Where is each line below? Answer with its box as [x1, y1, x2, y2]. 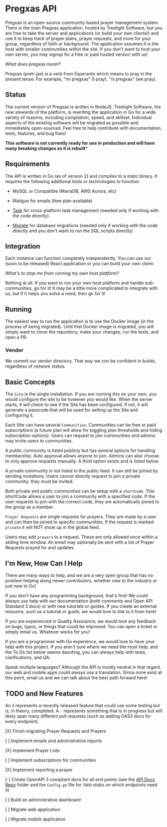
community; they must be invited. [5, 478, 74, 484]
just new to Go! [5, 583, 36, 589]
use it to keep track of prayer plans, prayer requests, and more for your [5, 35, 151, 41]
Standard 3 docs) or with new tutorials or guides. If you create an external [5, 603, 157, 609]
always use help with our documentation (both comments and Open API [5, 598, 153, 604]
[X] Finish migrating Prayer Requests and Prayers [5, 728, 106, 734]
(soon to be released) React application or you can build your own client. [5, 261, 155, 267]
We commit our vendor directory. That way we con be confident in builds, [5, 358, 156, 364]
